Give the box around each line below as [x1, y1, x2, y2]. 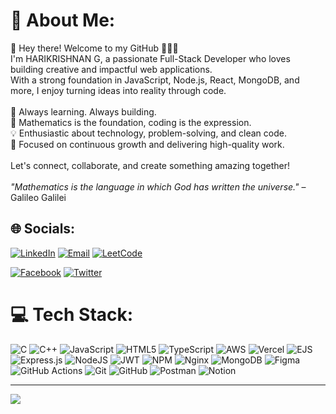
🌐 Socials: [10, 220, 76, 238]
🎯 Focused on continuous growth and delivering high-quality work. [10, 138, 285, 150]
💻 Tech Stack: [10, 303, 134, 326]
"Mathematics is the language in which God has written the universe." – [10, 180, 307, 193]
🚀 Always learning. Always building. [10, 105, 157, 118]
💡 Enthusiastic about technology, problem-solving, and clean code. [10, 127, 287, 139]
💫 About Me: [10, 9, 116, 32]
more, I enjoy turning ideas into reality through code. [10, 84, 227, 96]
